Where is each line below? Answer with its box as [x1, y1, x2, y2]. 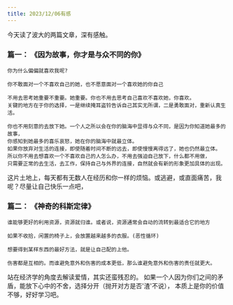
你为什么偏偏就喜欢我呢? [7, 67, 68, 74]
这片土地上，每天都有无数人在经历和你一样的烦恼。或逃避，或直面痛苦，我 [7, 173, 222, 182]
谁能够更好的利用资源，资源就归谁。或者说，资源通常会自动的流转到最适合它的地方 [7, 219, 211, 226]
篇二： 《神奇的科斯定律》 [7, 201, 96, 211]
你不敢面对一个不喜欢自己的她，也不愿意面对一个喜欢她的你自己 [7, 81, 164, 88]
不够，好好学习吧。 [7, 290, 63, 299]
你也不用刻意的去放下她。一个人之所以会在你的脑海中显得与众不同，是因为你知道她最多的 [7, 123, 226, 130]
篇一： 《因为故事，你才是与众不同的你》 [7, 50, 146, 60]
